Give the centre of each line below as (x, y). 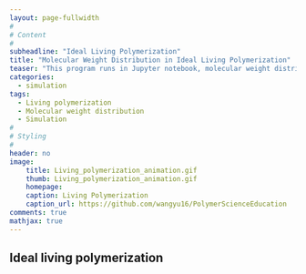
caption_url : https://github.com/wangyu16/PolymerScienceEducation (156, 204)
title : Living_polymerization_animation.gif (112, 170)
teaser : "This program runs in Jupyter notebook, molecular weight (140, 69)
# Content (28, 35)
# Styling (28, 137)
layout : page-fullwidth (55, 18)
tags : (20, 94)
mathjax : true (36, 221)
